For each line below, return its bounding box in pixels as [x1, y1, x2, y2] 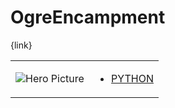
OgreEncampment [10, 6, 166, 29]
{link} [10, 39, 33, 51]
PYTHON [111, 71, 154, 85]
